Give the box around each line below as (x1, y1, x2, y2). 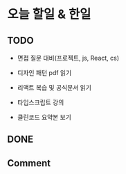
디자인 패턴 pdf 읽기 (17, 69, 72, 77)
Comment (7, 157, 51, 169)
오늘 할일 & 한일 (7, 6, 91, 22)
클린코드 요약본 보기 (17, 113, 71, 121)
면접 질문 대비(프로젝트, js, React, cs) (17, 54, 120, 62)
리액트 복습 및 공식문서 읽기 (17, 84, 92, 91)
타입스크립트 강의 (17, 98, 64, 106)
